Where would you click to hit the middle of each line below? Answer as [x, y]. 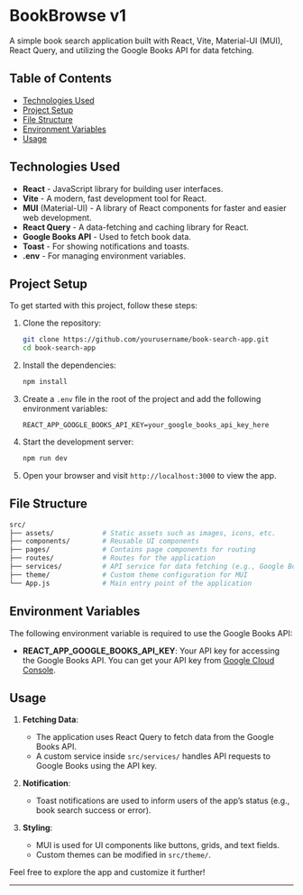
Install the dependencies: [69, 365]
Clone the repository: [62, 323]
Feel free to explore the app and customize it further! [107, 872]
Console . [39, 670]
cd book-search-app [59, 348]
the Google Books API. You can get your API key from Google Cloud [148, 660]
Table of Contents [61, 79]
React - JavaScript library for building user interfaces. [123, 188]
